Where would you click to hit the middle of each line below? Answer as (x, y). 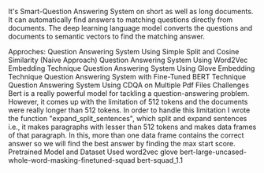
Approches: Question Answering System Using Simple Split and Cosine (124, 52)
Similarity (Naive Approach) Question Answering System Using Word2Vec (128, 60)
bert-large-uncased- (213, 152)
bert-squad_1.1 (160, 160)
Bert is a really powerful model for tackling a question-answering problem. (129, 93)
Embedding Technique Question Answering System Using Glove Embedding (132, 68)
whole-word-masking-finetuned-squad (72, 160)
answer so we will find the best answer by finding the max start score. (122, 144)
